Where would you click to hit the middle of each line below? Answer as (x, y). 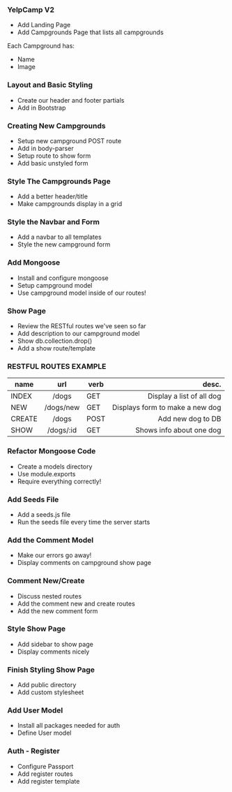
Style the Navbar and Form (53, 222)
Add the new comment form (57, 611)
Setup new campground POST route (69, 140)
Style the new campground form (64, 244)
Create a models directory (55, 467)
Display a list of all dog (184, 396)
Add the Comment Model (51, 540)
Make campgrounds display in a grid (70, 204)
